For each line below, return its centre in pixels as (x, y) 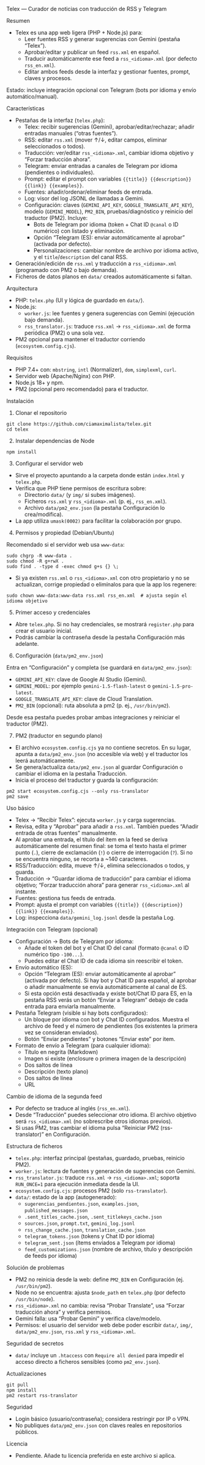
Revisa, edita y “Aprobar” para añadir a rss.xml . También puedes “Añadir (107, 826)
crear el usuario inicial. (44, 631)
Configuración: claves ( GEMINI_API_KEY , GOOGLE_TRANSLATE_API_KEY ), (109, 205)
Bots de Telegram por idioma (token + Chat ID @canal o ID (106, 224)
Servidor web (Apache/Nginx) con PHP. (65, 376)
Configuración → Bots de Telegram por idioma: (74, 941)
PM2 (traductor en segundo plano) (59, 736)
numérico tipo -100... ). (54, 954)
